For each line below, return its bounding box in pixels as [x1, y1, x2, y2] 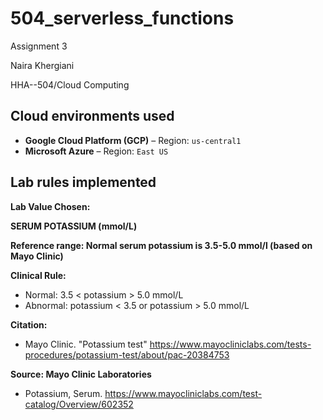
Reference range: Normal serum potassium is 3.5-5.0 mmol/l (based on [10, 239, 313, 251]
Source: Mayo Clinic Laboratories [10, 368, 152, 380]
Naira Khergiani [10, 59, 75, 71]
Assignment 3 [10, 40, 68, 52]
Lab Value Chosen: [10, 200, 91, 212]
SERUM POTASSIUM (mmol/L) [10, 220, 138, 232]
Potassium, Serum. [24, 387, 103, 399]
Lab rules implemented [10, 174, 157, 191]
